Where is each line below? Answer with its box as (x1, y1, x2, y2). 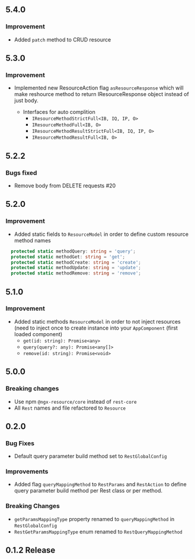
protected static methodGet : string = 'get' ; (11, 254, 126, 260)
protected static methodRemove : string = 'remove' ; (11, 270, 142, 276)
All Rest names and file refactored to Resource (14, 404, 126, 411)
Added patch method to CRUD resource (14, 36, 111, 43)
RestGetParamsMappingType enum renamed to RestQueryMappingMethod (14, 528, 183, 535)
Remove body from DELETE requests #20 (14, 182, 116, 189)
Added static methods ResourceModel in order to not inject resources (14, 318, 181, 325)
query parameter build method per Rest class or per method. (14, 487, 162, 494)
